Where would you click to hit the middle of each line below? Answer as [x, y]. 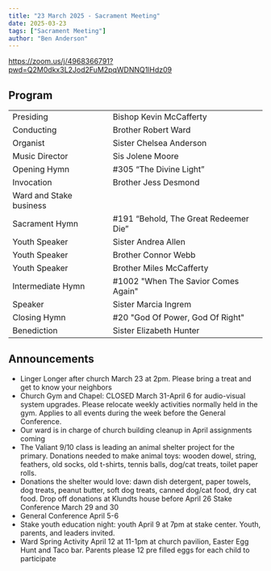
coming [33, 438]
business [29, 206]
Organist [29, 144]
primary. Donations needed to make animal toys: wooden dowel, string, [138, 456]
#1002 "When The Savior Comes [176, 281]
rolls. [28, 473]
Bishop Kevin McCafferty [160, 117]
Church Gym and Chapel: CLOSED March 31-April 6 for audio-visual [133, 395]
